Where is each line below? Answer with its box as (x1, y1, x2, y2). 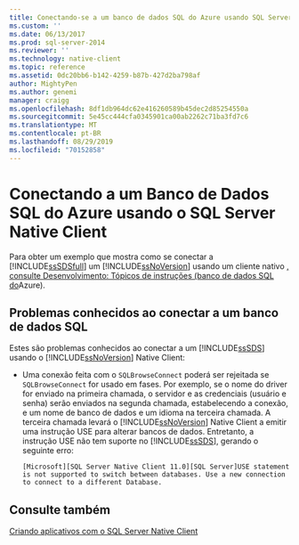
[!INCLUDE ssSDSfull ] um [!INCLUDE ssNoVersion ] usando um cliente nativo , (9, 260, 289, 272)
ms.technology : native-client (9, 54, 122, 63)
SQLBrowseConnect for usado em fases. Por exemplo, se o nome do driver (21, 379, 287, 390)
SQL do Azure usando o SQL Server (9, 202, 276, 223)
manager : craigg (9, 95, 69, 105)
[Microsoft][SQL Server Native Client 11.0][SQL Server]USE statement (21, 462, 290, 472)
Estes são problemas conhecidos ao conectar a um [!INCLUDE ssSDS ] (9, 343, 265, 354)
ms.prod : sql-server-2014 (9, 37, 105, 47)
